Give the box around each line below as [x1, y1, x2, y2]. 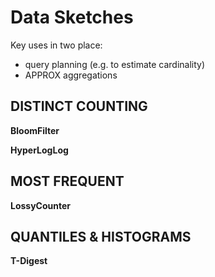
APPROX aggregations [24, 69, 118, 81]
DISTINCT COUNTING [10, 98, 148, 115]
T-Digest [10, 255, 48, 267]
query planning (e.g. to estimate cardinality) [24, 58, 206, 70]
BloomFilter [10, 124, 60, 136]
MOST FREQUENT [10, 173, 125, 190]
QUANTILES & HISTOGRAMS [10, 228, 192, 245]
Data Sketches [10, 6, 134, 29]
